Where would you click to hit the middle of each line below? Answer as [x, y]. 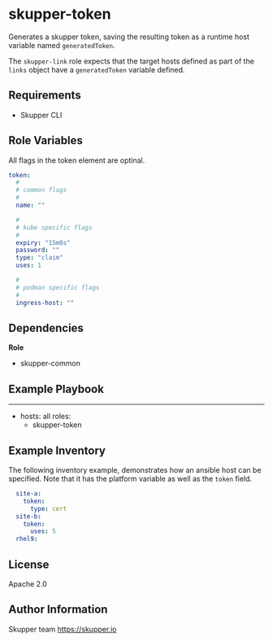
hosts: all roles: [45, 417]
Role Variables [45, 140]
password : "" [38, 250]
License [29, 564]
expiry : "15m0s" [43, 242]
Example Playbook [56, 389]
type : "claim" [39, 258]
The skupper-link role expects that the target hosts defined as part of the [131, 61]
